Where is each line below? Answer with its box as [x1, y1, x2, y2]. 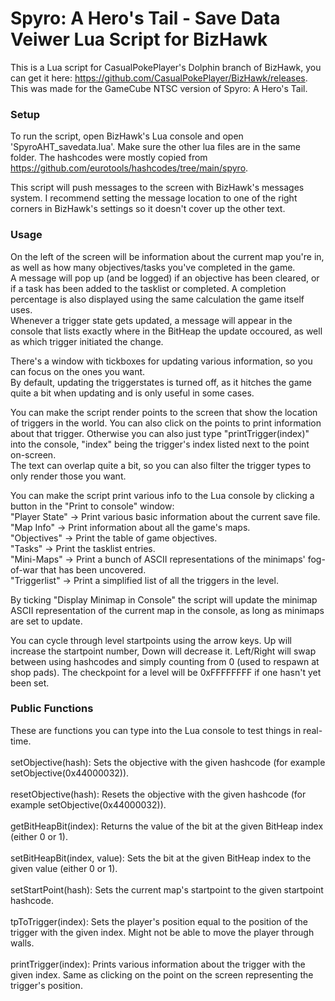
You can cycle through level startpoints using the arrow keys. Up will [10, 634, 292, 646]
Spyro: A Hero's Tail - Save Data [10, 7, 281, 30]
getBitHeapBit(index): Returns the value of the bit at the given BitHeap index [10, 820, 324, 832]
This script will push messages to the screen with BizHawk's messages [10, 182, 305, 194]
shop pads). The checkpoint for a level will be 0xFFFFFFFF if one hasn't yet [10, 666, 322, 678]
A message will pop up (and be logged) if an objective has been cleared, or [10, 272, 320, 284]
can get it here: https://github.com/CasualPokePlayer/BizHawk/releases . [10, 72, 308, 84]
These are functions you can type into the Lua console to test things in [10, 724, 302, 736]
